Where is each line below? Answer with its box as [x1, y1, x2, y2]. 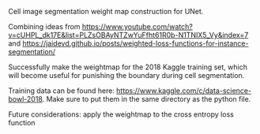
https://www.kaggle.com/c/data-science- [115, 86, 251, 95]
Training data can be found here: [8, 86, 115, 95]
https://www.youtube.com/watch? [81, 22, 194, 31]
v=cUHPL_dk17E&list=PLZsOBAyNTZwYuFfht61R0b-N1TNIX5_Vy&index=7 [8, 31, 249, 39]
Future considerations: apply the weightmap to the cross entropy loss [8, 110, 235, 119]
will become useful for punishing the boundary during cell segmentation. [8, 71, 245, 80]
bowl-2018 [8, 95, 43, 103]
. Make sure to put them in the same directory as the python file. [42, 95, 251, 103]
